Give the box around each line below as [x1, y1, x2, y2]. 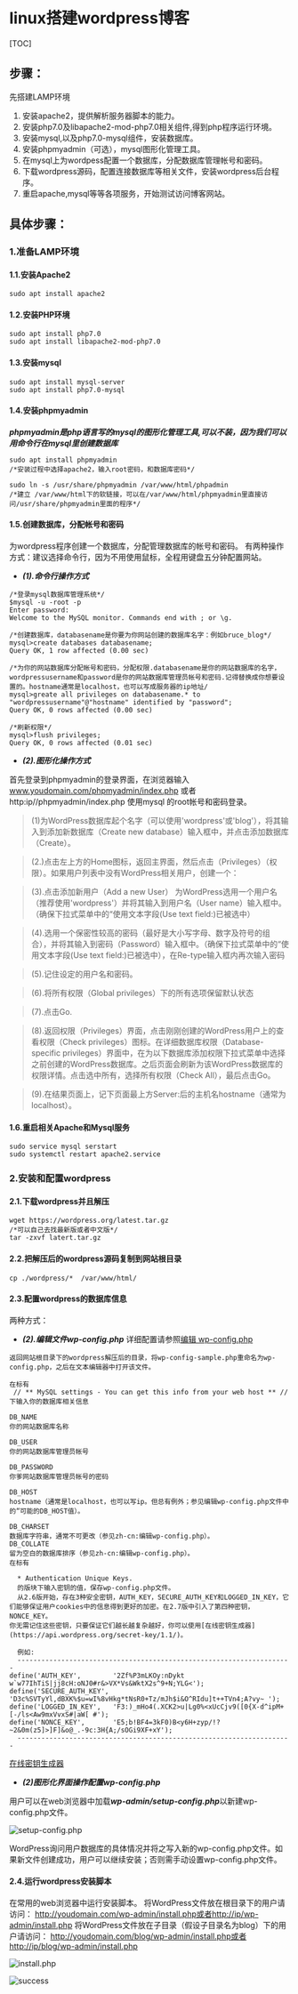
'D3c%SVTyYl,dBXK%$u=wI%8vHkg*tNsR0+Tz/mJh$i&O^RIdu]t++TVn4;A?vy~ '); [9, 1694, 280, 1703]
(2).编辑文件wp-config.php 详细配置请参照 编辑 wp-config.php [21, 1333, 254, 1344]
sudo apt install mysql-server [9, 377, 125, 387]
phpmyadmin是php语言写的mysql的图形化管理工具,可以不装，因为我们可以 [9, 426, 287, 437]
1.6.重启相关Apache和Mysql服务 [9, 1122, 131, 1132]
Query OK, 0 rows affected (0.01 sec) [9, 739, 153, 748]
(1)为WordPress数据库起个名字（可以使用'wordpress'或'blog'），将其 [30, 816, 282, 826]
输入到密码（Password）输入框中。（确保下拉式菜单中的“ [74, 939, 282, 950]
